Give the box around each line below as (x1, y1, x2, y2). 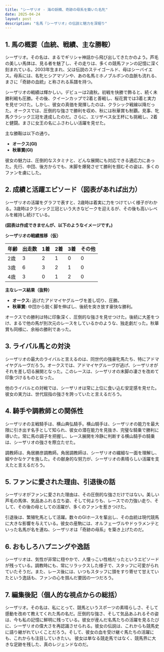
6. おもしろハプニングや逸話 (5, 542, 90, 551)
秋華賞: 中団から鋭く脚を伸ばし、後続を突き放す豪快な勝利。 (12, 303, 136, 310)
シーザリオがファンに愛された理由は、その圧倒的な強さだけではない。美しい (5, 492, 160, 498)
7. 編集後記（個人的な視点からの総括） (5, 591, 121, 599)
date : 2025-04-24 (5, 12, 41, 17)
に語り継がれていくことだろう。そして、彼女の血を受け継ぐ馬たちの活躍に (5, 629, 154, 635)
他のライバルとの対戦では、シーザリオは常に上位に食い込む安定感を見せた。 (5, 385, 160, 391)
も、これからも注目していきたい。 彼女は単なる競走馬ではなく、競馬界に (5, 635, 152, 641)
